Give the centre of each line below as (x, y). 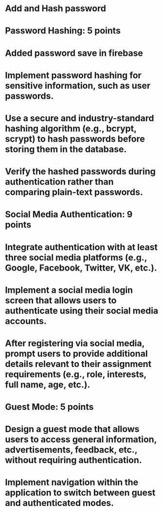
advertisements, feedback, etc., (71, 450)
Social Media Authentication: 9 (69, 214)
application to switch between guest (80, 493)
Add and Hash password (55, 9)
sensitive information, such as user (78, 85)
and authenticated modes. (60, 503)
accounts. (26, 321)
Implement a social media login (69, 290)
